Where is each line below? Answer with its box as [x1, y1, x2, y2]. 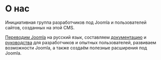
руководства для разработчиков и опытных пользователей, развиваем [5, 39, 157, 45]
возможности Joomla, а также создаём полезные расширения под [5, 45, 147, 51]
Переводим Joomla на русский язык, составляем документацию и [5, 34, 147, 40]
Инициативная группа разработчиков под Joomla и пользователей [5, 19, 147, 25]
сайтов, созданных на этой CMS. [5, 24, 75, 30]
